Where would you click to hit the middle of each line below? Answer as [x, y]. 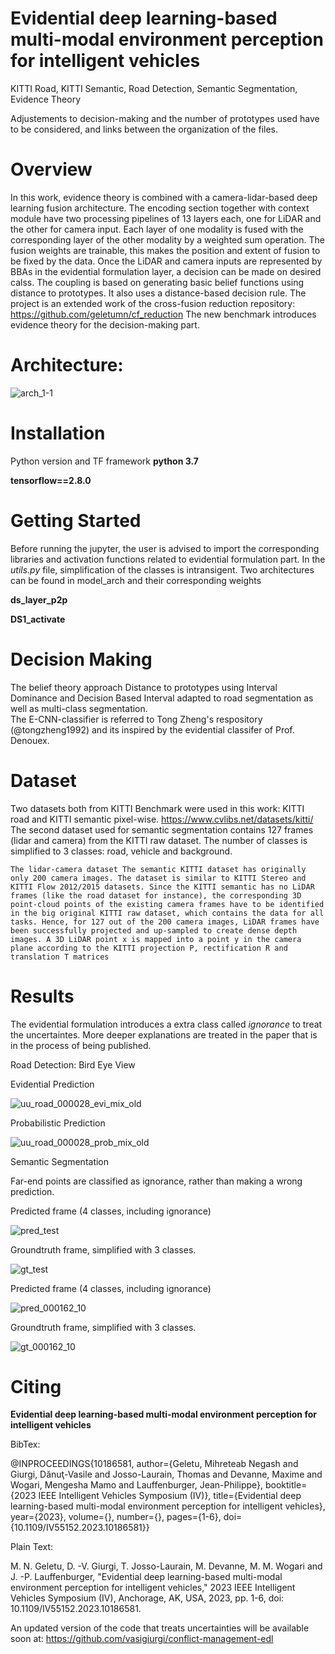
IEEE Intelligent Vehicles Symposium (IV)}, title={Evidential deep [170, 1496]
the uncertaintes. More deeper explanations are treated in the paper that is [164, 1034]
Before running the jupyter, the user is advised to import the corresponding [165, 548]
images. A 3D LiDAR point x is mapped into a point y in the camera [156, 939]
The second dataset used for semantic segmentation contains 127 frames [162, 829]
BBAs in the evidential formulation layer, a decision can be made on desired [166, 271]
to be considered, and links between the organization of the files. [144, 129]
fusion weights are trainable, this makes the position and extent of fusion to [165, 250]
